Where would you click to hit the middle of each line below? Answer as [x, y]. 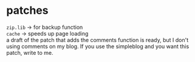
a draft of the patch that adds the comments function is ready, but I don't [97, 40]
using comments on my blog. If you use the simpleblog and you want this [98, 46]
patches [27, 11]
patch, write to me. [30, 52]
